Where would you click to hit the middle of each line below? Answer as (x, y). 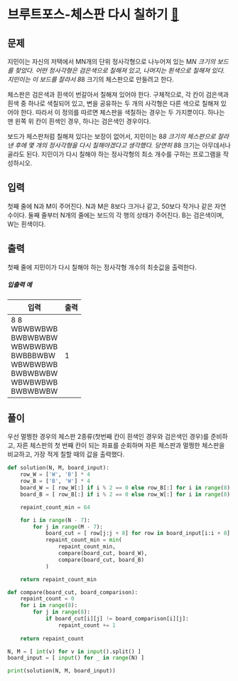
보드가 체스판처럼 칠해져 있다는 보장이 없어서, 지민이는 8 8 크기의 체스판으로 (112, 136)
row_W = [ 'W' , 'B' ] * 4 (55, 474)
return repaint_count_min (59, 579)
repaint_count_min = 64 (55, 507)
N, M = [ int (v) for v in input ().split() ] (74, 651)
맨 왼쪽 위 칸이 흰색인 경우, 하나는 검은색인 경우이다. (79, 121)
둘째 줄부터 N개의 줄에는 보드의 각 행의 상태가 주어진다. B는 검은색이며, (126, 215)
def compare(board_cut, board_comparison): (73, 592)
